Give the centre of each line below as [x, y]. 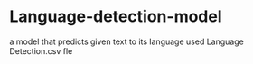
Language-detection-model [116, 17]
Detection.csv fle [41, 50]
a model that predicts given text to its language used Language [126, 41]
